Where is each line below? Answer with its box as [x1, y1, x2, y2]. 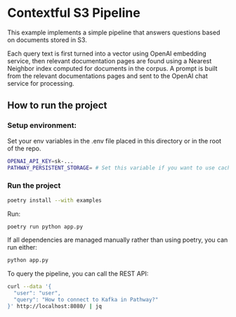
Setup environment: [7, 121, 77, 131]
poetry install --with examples [7, 197, 102, 204]
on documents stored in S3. [7, 35, 88, 44]
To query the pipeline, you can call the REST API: [7, 269, 149, 278]
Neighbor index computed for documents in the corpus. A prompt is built [7, 64, 218, 72]
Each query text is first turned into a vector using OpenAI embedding [7, 49, 206, 58]
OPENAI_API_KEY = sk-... [7, 157, 74, 164]
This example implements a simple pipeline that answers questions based [7, 28, 221, 37]
